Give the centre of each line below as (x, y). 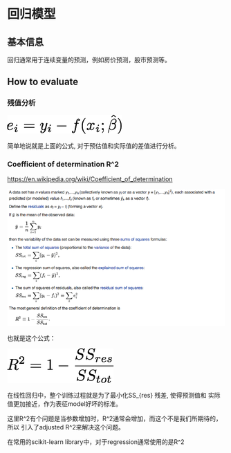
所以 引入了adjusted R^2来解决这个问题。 (66, 427)
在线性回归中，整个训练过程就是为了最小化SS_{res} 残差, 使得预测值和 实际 (114, 396)
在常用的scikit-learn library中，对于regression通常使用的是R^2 (96, 442)
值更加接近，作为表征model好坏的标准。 (65, 404)
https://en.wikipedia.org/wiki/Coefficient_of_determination (90, 179)
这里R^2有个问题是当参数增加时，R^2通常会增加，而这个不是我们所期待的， (115, 418)
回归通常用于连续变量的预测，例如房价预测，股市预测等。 (89, 60)
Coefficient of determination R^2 (63, 164)
